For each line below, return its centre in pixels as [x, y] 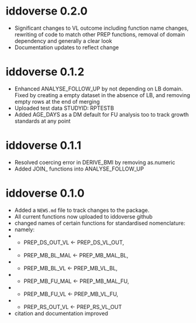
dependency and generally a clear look [63, 41]
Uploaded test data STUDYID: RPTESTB [64, 108]
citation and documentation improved [61, 313]
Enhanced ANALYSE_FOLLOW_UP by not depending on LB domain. [99, 89]
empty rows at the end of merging [57, 101]
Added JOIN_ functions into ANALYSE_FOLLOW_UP [79, 169]
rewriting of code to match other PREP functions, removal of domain [100, 34]
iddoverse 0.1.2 [45, 72]
